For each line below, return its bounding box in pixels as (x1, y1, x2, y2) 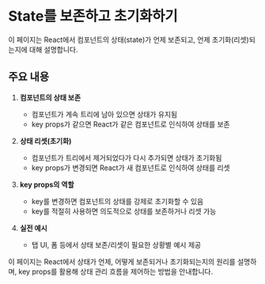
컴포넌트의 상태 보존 (19, 93, 81, 102)
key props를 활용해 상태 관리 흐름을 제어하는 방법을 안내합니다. (18, 267, 214, 276)
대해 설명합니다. (28, 44, 78, 54)
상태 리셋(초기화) (19, 136, 72, 146)
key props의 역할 (19, 180, 74, 189)
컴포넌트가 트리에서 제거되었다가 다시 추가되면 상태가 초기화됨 (31, 153, 222, 162)
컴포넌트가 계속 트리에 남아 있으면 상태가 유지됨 (31, 109, 178, 119)
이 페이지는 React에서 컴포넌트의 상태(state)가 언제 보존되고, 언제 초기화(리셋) (8, 35, 249, 44)
